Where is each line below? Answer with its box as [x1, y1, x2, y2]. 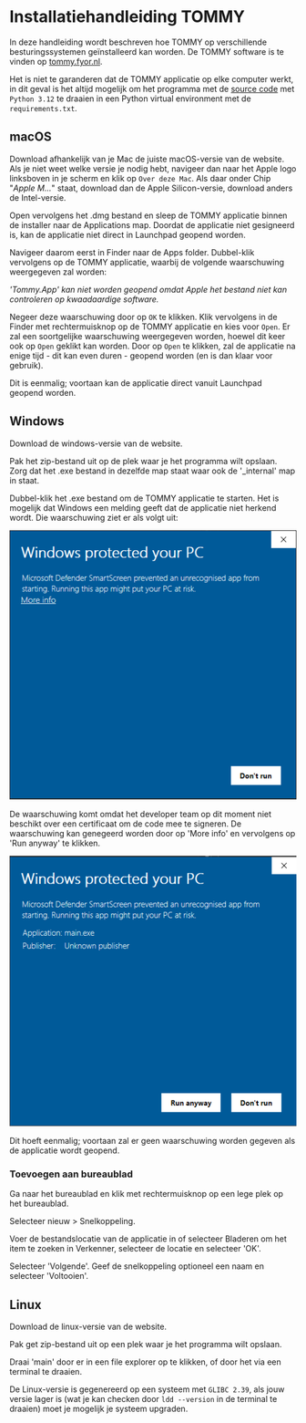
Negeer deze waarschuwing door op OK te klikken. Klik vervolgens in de [9, 311, 278, 322]
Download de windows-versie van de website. [9, 438, 183, 449]
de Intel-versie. [9, 192, 66, 203]
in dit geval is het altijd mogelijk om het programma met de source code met [9, 83, 295, 94]
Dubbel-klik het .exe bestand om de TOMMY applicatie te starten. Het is [9, 493, 280, 504]
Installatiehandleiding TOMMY [9, 6, 246, 27]
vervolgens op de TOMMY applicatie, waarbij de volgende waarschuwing [9, 256, 285, 267]
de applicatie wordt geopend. [9, 1145, 120, 1156]
